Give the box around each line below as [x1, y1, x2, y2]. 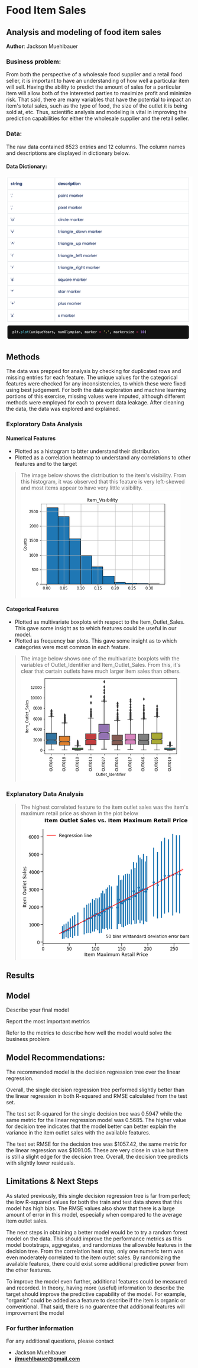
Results [6, 971, 35, 981]
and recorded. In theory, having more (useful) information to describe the [6, 1284, 184, 1291]
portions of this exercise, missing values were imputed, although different [6, 393, 185, 400]
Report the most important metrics [6, 1018, 90, 1025]
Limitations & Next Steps [6, 1176, 99, 1187]
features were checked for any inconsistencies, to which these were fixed [6, 380, 186, 387]
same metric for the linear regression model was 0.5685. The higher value [6, 1116, 186, 1123]
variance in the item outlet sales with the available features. [6, 1129, 151, 1136]
